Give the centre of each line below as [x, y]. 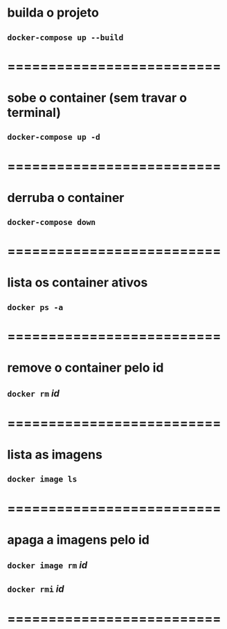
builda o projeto [53, 13]
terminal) [34, 112]
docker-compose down [52, 222]
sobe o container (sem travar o [97, 98]
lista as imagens [55, 455]
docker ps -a [35, 307]
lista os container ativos [78, 283]
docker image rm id [47, 565]
